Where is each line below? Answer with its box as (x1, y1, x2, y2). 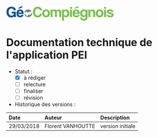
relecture (23, 81, 46, 88)
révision (23, 94, 43, 102)
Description (100, 114, 130, 121)
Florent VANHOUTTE (44, 122, 96, 129)
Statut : (14, 68, 33, 75)
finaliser (23, 87, 43, 94)
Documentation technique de (6, 36, 153, 50)
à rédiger (23, 74, 46, 81)
